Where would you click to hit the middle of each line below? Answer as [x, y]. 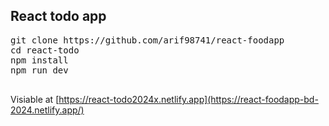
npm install [39, 60]
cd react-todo [45, 50]
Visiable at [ [35, 99]
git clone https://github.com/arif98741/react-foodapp [147, 40]
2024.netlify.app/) [47, 110]
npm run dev [39, 70]
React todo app [58, 16]
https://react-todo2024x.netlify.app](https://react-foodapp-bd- [188, 99]
